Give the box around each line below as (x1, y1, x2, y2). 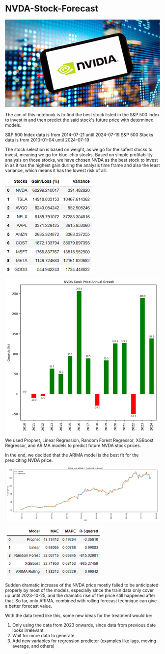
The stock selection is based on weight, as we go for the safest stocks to (5, 146, 153, 153)
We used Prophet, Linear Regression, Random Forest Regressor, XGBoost (5, 437, 154, 443)
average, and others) (12, 643, 55, 649)
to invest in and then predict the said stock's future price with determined (5, 117, 154, 123)
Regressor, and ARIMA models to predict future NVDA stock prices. (5, 443, 141, 448)
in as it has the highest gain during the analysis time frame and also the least (5, 162, 160, 168)
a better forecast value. (5, 603, 53, 609)
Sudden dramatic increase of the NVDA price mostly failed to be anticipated (5, 582, 159, 588)
